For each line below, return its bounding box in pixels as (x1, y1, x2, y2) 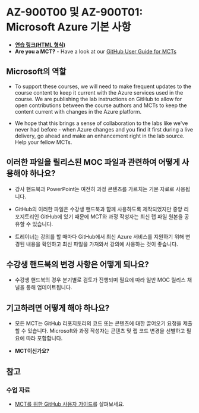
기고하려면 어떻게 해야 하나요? (6, 303, 110, 313)
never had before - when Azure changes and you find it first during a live (14, 126, 194, 133)
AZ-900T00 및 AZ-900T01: (6, 5, 143, 19)
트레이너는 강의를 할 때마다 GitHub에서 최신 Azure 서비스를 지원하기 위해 (14, 233, 184, 240)
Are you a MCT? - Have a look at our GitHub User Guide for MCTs (14, 48, 177, 55)
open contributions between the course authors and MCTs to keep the (14, 102, 187, 109)
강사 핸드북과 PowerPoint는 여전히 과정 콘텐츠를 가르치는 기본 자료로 (14, 185, 175, 192)
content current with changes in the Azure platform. (14, 108, 142, 115)
